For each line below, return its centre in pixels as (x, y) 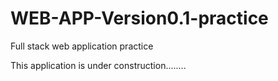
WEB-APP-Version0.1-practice (139, 18)
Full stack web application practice (82, 46)
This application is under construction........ (98, 65)
